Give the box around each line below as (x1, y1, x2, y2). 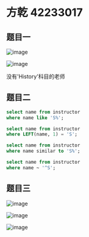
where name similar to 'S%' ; (6, 148, 80, 155)
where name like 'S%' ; (6, 114, 64, 121)
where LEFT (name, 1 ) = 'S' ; (6, 131, 78, 137)
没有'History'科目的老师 (6, 73, 65, 80)
